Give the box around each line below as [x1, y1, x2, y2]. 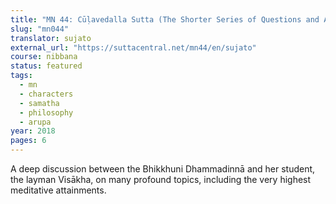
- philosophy [19, 107, 74, 118]
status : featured [10, 61, 83, 71]
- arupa [19, 117, 52, 127]
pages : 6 [10, 136, 47, 146]
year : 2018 [10, 126, 56, 136]
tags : [10, 71, 33, 81]
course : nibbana [10, 52, 78, 62]
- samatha [19, 98, 60, 108]
